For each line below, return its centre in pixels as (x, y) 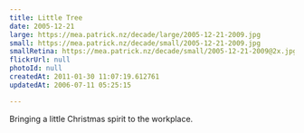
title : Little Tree (46, 18)
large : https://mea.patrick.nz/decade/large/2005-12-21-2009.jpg (135, 34)
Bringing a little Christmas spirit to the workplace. (101, 119)
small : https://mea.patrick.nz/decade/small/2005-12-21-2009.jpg (135, 43)
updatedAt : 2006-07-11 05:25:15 (70, 85)
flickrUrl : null (40, 60)
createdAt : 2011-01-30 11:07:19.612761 (85, 77)
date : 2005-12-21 (42, 26)
